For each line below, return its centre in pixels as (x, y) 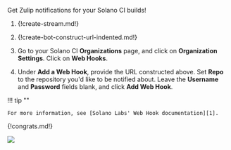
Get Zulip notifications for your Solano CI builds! (77, 10)
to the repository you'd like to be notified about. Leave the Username (118, 79)
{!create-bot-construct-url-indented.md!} (77, 37)
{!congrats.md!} (30, 126)
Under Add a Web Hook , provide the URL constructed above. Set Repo (120, 72)
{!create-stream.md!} (48, 23)
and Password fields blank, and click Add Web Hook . (95, 87)
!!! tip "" (18, 100)
